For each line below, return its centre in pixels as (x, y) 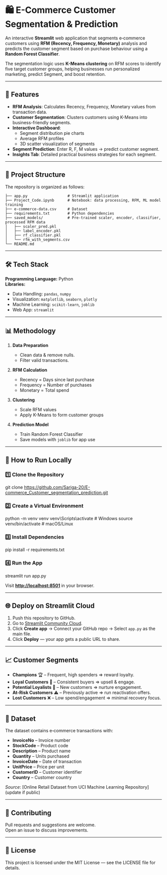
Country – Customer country (42, 778)
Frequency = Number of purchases (56, 385)
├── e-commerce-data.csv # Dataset (46, 209)
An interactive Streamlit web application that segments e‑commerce (75, 38)
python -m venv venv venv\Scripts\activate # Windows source (69, 519)
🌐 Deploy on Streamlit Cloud (50, 606)
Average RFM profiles (42, 138)
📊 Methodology (31, 331)
